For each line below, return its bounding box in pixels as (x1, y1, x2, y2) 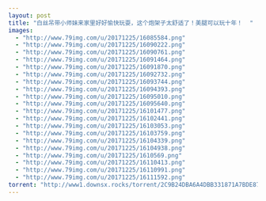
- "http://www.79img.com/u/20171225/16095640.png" (15, 100, 186, 108)
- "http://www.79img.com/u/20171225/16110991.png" (15, 166, 186, 174)
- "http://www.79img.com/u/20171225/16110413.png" (15, 159, 186, 167)
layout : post (8, 11, 51, 20)
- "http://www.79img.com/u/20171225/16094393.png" (15, 85, 186, 93)
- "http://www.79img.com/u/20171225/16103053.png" (15, 122, 186, 130)
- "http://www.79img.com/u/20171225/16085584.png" (15, 33, 186, 42)
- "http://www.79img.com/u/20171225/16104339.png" (15, 136, 186, 145)
